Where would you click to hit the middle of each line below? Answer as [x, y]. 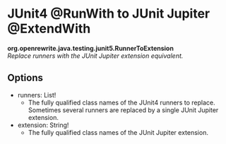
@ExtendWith [49, 29]
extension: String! [43, 125]
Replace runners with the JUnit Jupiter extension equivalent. [95, 56]
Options [25, 78]
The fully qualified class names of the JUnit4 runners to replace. [121, 102]
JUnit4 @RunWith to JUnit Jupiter [109, 14]
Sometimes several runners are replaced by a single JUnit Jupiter [123, 110]
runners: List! [37, 95]
